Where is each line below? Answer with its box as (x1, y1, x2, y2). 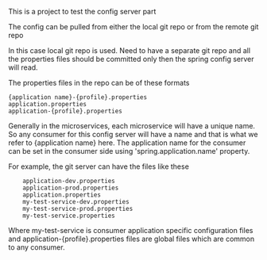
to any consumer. (8, 243, 65, 252)
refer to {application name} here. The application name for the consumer (8, 138, 246, 147)
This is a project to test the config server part (8, 7, 157, 16)
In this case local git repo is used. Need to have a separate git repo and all (8, 46, 251, 55)
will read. (8, 63, 38, 72)
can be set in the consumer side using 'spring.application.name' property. (8, 147, 250, 155)
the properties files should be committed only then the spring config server (8, 55, 254, 63)
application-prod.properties (22, 184, 119, 192)
